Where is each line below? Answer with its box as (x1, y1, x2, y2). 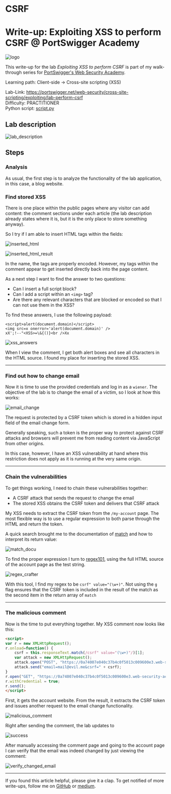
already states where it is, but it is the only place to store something (5, 215, 147, 222)
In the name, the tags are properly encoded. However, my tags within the (5, 260, 158, 266)
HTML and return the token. (5, 521, 64, 527)
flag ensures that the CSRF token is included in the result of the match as (5, 586, 159, 592)
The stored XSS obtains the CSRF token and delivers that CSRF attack (12, 500, 159, 506)
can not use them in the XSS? (12, 302, 75, 308)
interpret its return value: (5, 536, 58, 542)
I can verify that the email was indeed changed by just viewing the (5, 748, 144, 754)
